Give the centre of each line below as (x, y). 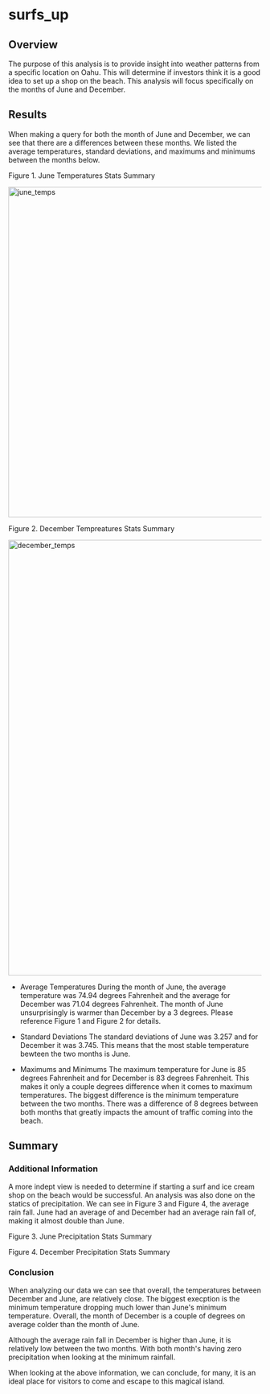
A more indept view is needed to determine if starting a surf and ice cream (131, 1186)
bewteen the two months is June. (75, 1054)
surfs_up (39, 15)
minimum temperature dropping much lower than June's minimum (118, 1307)
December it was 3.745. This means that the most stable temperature (134, 1045)
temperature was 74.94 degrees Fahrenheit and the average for (125, 995)
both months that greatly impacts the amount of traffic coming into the (136, 1111)
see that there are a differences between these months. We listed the (123, 142)
